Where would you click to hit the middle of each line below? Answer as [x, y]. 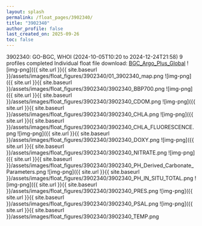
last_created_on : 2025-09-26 [43, 34]
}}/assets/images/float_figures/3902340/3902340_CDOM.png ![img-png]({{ [101, 102]
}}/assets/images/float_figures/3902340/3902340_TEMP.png [83, 216]
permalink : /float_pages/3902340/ [50, 17]
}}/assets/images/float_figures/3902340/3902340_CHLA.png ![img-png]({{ [100, 114]
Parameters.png [26, 172]
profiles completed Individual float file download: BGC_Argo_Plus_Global [96, 63]
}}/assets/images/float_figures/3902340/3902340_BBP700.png [85, 89]
